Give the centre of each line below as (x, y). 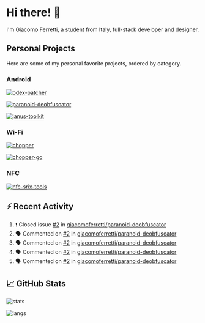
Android (19, 79)
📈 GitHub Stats (36, 284)
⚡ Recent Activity (40, 206)
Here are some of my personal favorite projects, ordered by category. (94, 63)
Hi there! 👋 (34, 13)
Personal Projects (41, 49)
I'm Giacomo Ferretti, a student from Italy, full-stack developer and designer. (103, 29)
